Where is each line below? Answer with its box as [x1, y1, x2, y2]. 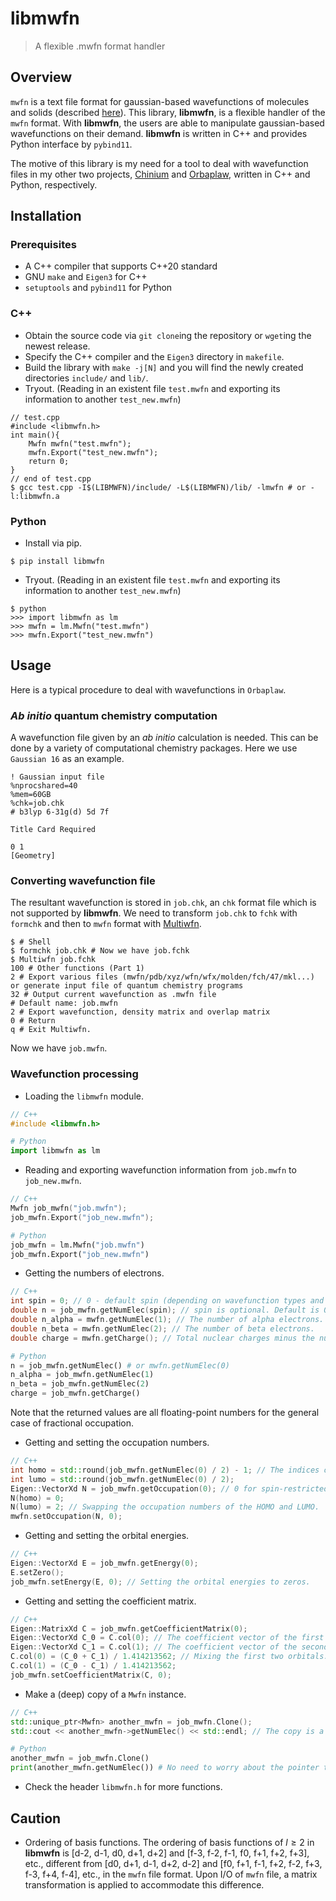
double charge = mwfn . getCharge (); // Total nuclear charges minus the [10, 1333, 315, 1343]
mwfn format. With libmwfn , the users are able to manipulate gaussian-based [10, 117, 325, 129]
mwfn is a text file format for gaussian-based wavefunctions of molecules [10, 95, 310, 107]
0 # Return [10, 1016, 56, 1026]
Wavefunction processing [10, 1067, 139, 1081]
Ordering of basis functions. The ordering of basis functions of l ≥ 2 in [24, 1836, 315, 1848]
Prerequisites [10, 238, 77, 252]
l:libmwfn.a [10, 491, 60, 501]
